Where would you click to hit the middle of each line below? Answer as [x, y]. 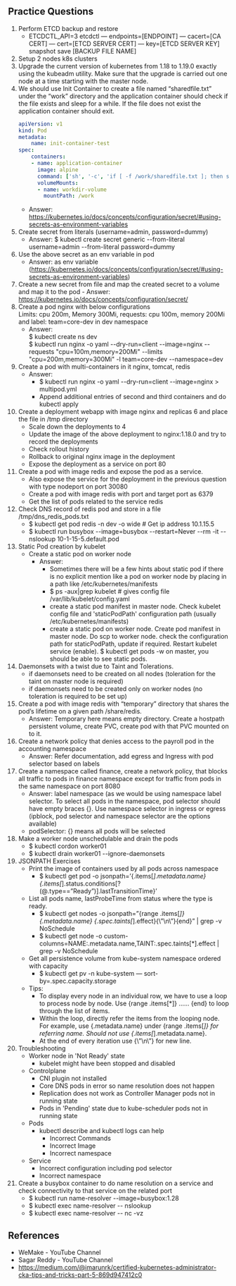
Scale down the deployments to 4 [77, 427]
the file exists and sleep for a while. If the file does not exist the [110, 103]
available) [42, 823]
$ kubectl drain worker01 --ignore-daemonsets [97, 854]
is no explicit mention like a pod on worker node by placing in [138, 577]
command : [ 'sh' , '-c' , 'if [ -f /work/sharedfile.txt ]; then [130, 176]
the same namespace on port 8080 [69, 786]
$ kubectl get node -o [71, 936]
